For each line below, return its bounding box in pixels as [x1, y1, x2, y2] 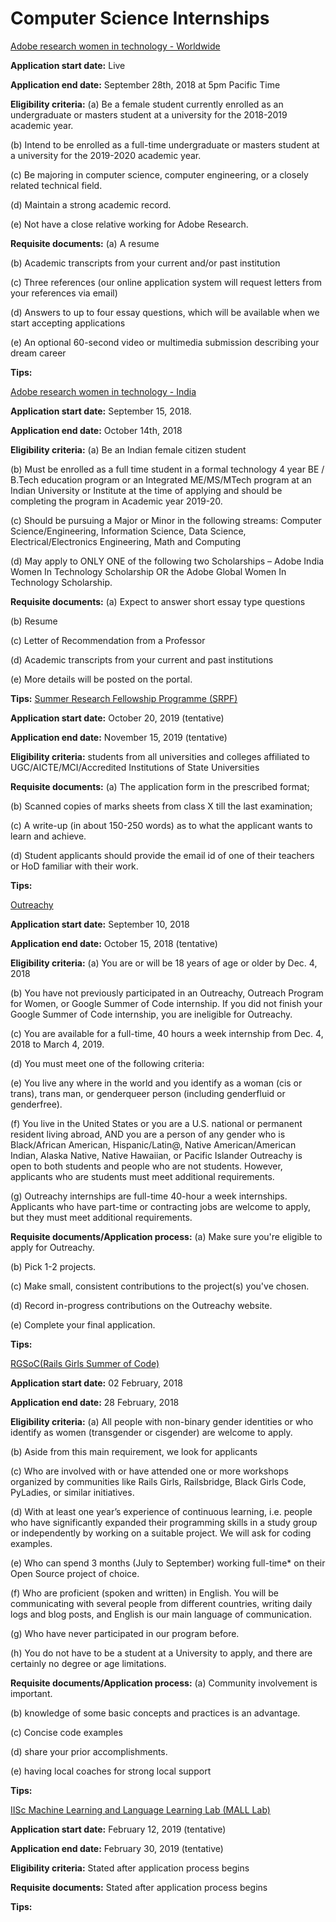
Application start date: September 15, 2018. [10, 405, 192, 417]
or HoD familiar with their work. [10, 860, 139, 872]
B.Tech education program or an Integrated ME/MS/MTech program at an [10, 473, 312, 486]
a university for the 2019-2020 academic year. [10, 149, 202, 161]
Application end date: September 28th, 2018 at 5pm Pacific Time [10, 78, 281, 91]
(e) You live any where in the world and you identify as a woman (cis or [10, 1077, 303, 1089]
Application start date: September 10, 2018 [10, 918, 190, 930]
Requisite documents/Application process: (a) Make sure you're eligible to [10, 1230, 323, 1242]
